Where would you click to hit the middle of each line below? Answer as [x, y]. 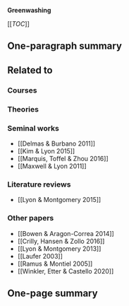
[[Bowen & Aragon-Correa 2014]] [66, 233]
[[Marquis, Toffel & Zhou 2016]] [63, 158]
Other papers [31, 218]
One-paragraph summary [64, 46]
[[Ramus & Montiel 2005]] [55, 264]
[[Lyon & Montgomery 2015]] [59, 200]
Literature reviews [39, 184]
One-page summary [53, 293]
